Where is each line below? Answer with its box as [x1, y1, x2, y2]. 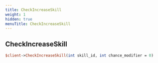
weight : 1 [5, 12, 26, 17]
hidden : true [5, 16, 33, 21]
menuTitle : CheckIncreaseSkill [5, 21, 71, 26]
